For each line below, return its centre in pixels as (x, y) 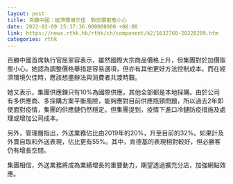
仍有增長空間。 (28, 151)
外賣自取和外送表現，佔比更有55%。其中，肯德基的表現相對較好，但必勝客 (114, 142)
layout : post (26, 14)
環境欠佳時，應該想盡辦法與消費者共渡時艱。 (77, 78)
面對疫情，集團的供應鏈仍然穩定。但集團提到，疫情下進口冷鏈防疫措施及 (116, 110)
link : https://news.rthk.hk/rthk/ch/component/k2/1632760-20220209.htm (113, 33)
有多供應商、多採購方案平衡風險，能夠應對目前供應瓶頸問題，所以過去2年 (112, 101)
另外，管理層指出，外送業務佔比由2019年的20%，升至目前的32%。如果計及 (115, 133)
